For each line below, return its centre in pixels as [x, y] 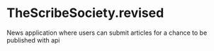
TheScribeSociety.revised [85, 13]
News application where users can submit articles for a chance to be [107, 33]
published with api [34, 40]
